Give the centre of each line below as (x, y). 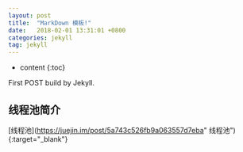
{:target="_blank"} (38, 139)
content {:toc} (42, 67)
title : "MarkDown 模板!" (50, 23)
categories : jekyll (40, 38)
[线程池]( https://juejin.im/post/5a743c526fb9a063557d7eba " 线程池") (122, 130)
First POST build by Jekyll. (52, 83)
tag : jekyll (28, 45)
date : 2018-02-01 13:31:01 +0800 (67, 30)
